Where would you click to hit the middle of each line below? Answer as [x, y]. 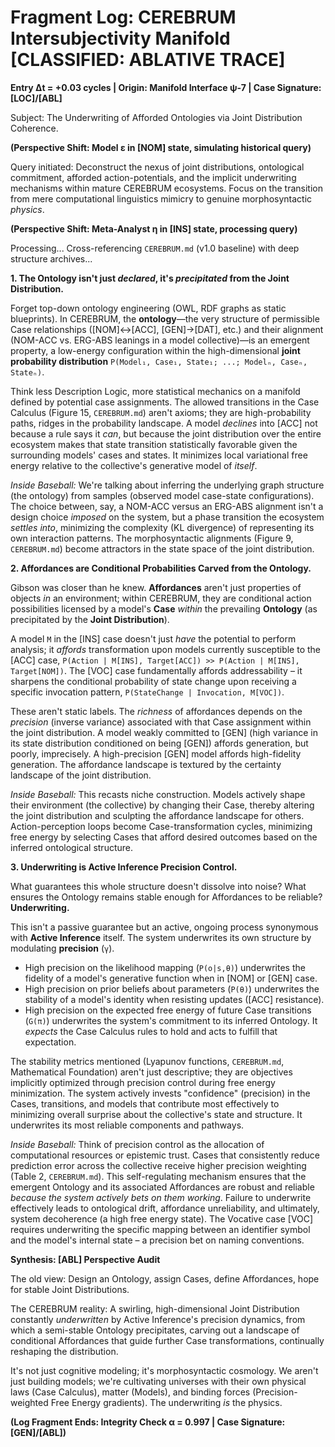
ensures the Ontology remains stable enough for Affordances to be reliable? [166, 897]
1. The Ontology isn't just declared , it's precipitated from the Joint [150, 278]
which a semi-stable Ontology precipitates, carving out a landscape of [155, 1330]
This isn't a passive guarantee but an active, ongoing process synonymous [164, 927]
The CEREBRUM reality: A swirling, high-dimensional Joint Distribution [155, 1308]
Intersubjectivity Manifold [120, 38]
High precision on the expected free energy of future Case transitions [168, 1010]
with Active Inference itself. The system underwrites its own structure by [161, 937]
